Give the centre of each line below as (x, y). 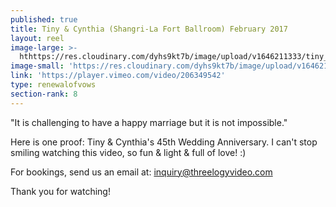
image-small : (37, 66)
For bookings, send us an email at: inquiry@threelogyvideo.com (141, 172)
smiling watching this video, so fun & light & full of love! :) (128, 152)
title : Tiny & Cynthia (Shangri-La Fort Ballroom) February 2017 (149, 29)
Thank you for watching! (60, 191)
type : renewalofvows (53, 85)
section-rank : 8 (44, 94)
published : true (44, 19)
